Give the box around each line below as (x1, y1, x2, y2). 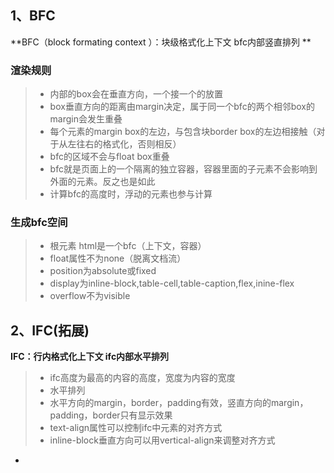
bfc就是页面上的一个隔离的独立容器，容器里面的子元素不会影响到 (49, 163, 318, 175)
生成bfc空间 (10, 216, 68, 230)
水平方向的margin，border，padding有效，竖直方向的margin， (49, 397, 309, 409)
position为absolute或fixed (49, 265, 157, 277)
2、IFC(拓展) (10, 322, 90, 339)
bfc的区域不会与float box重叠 (49, 151, 170, 163)
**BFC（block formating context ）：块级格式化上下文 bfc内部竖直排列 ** (10, 36, 312, 48)
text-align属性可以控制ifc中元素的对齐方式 (49, 422, 223, 434)
